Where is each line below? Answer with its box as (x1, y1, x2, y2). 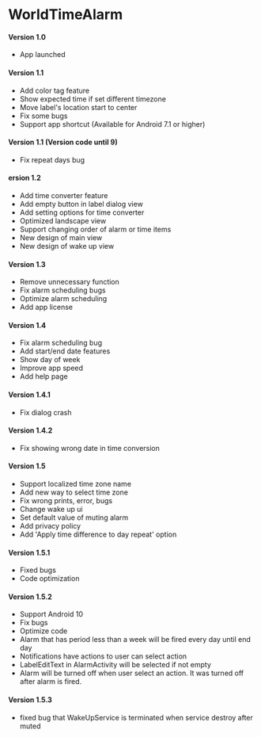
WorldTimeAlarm (8, 6, 123, 24)
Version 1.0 (8, 32, 46, 41)
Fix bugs (19, 618, 48, 628)
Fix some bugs (19, 111, 69, 120)
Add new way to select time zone (19, 487, 129, 497)
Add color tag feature (19, 86, 89, 95)
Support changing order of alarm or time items (19, 224, 172, 234)
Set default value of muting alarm (19, 513, 129, 522)
